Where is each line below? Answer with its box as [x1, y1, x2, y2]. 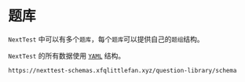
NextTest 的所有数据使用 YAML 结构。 [8, 51, 126, 60]
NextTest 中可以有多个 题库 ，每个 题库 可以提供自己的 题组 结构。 [8, 34, 204, 44]
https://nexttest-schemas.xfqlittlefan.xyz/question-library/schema [8, 66, 237, 74]
